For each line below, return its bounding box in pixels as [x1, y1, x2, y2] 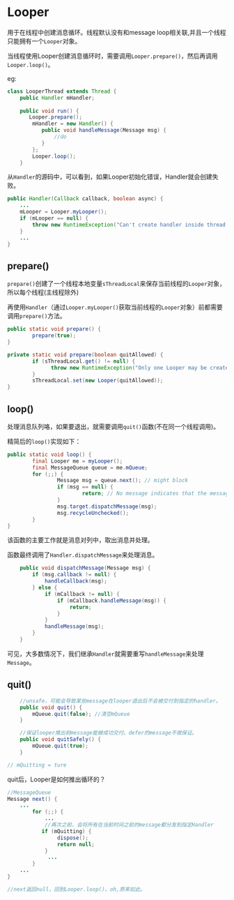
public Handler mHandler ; [19, 94, 95, 101]
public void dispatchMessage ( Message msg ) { [19, 564, 151, 572]
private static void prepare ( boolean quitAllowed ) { [7, 351, 164, 358]
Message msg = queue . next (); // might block [56, 477, 189, 484]
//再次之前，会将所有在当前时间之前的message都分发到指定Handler [44, 821, 214, 828]
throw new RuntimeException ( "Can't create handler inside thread [32, 221, 226, 228]
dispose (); [56, 834, 89, 841]
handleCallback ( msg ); [44, 578, 108, 585]
